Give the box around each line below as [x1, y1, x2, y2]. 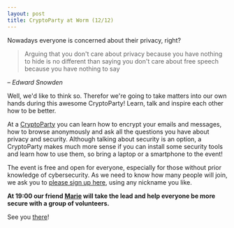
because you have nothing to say [24, 64, 120, 73]
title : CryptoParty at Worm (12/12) [7, 17, 114, 24]
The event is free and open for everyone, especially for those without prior [7, 163, 222, 171]
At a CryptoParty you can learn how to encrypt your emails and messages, [7, 120, 222, 128]
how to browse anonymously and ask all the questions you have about [7, 127, 210, 136]
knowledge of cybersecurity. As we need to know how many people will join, [7, 171, 228, 179]
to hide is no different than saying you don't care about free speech [24, 57, 219, 65]
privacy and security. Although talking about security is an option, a [7, 134, 202, 143]
